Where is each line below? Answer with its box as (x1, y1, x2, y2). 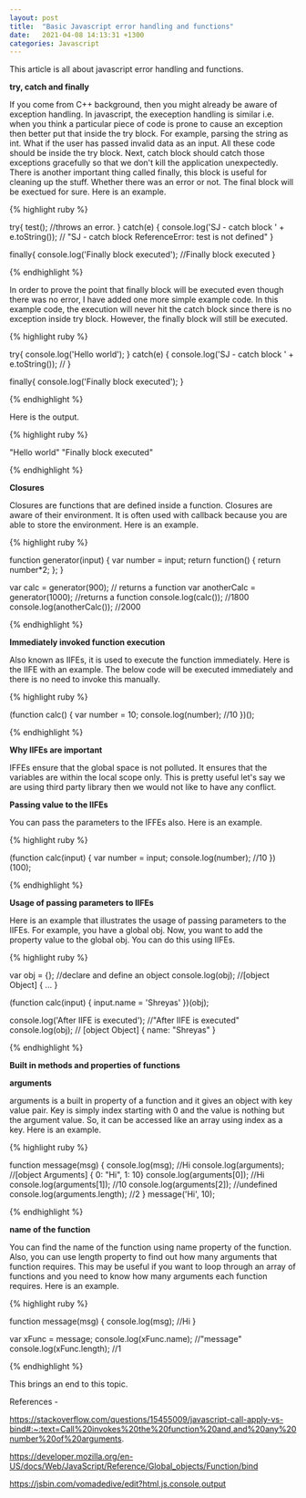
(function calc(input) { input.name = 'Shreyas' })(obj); (9, 997, 209, 1008)
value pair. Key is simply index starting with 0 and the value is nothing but (9, 1105, 285, 1116)
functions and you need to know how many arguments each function (9, 1271, 268, 1282)
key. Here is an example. (9, 1124, 102, 1136)
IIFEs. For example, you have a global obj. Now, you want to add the (9, 925, 263, 936)
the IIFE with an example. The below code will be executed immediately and (9, 664, 294, 675)
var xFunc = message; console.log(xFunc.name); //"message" (9, 1334, 242, 1345)
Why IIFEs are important (9, 744, 103, 755)
